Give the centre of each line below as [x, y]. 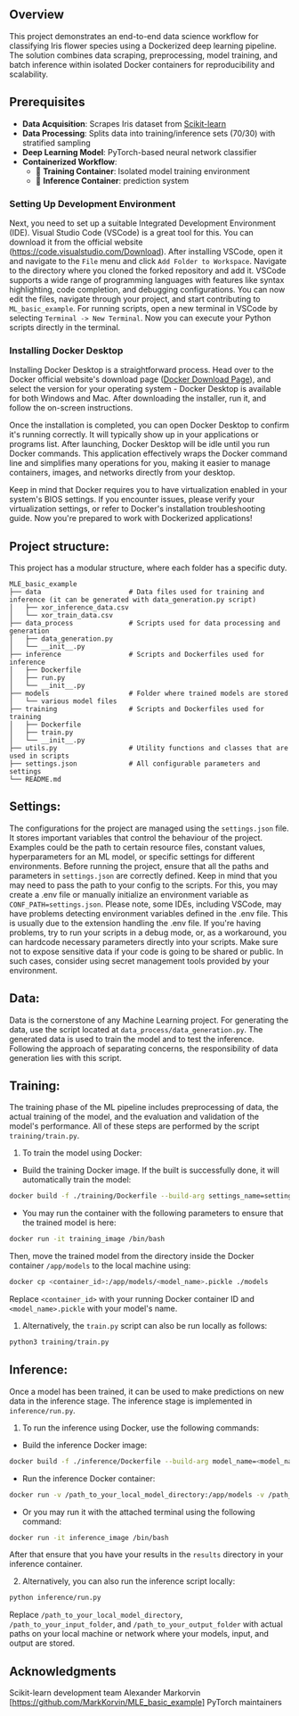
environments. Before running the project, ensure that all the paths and [139, 866]
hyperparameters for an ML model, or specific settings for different [132, 857]
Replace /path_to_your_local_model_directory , [96, 1615]
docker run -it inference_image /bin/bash [89, 1538]
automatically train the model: [77, 1180]
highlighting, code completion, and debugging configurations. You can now [147, 289]
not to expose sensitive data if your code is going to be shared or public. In [146, 951]
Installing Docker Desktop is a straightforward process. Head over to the [141, 370]
